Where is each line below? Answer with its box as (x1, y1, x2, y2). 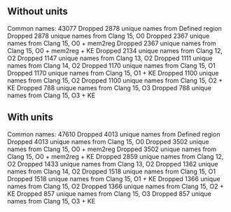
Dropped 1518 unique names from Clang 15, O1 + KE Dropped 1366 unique (7, 174, 220, 183)
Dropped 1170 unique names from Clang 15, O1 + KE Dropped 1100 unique (7, 69, 219, 77)
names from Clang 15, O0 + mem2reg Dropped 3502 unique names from (7, 145, 217, 153)
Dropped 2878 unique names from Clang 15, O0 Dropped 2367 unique (7, 31, 210, 40)
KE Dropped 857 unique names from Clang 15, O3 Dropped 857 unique (7, 189, 211, 198)
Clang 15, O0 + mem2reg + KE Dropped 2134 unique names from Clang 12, (7, 46, 223, 55)
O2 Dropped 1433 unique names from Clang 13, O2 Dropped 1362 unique (7, 160, 218, 168)
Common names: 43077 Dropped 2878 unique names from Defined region (7, 24, 223, 32)
